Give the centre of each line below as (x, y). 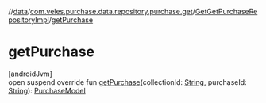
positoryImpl (29, 20)
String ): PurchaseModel (47, 90)
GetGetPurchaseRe (226, 11)
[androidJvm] (31, 74)
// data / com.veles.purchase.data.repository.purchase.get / (102, 11)
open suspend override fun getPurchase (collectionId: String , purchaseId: (128, 82)
